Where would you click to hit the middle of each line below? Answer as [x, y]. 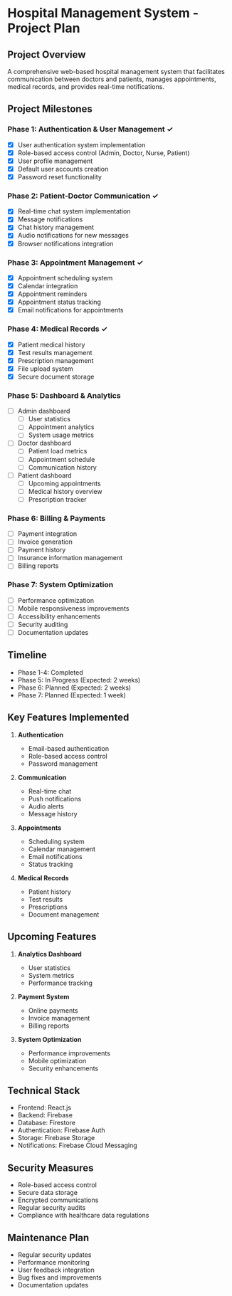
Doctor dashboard [44, 443]
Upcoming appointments [64, 483]
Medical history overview [65, 491]
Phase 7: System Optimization [60, 585]
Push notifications [55, 799]
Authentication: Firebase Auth [61, 1130]
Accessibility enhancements [59, 616]
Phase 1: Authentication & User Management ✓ [90, 130]
